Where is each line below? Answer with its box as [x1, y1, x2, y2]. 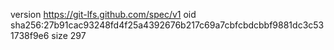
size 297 [51, 30, 87, 41]
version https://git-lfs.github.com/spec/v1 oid [10, 9, 197, 20]
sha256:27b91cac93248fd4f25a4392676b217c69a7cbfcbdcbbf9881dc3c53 [10, 19, 325, 31]
